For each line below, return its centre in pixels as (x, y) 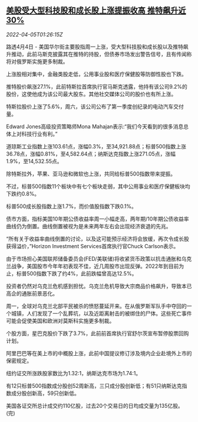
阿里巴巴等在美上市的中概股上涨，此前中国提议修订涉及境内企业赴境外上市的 (99, 353)
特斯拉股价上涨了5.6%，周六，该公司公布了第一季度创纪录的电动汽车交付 (95, 106)
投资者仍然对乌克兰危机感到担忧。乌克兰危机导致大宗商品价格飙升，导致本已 (99, 286)
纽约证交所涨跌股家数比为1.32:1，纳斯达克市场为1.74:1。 (74, 373)
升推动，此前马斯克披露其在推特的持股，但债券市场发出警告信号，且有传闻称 (99, 54)
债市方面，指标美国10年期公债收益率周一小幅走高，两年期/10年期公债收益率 (98, 219)
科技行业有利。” (39, 134)
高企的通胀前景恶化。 (32, 293)
